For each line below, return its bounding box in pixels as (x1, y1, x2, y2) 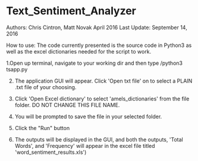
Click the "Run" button (14, 124, 70, 131)
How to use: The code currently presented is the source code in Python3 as (6, 42, 192, 49)
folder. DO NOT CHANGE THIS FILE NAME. (14, 101, 120, 108)
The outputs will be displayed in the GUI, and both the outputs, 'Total (14, 135, 183, 143)
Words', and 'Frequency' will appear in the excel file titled (14, 142, 156, 149)
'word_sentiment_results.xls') (14, 149, 87, 156)
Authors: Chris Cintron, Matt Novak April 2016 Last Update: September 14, (6, 24, 187, 31)
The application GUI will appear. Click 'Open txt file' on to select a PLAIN (14, 77, 193, 84)
